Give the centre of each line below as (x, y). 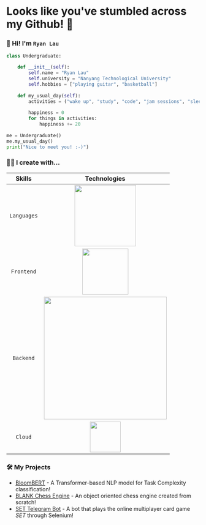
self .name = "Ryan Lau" (59, 73)
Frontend (24, 271)
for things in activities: (63, 119)
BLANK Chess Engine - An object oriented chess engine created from (103, 496)
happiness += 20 (60, 124)
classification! (33, 489)
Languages (24, 215)
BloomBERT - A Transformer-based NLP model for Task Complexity (101, 483)
